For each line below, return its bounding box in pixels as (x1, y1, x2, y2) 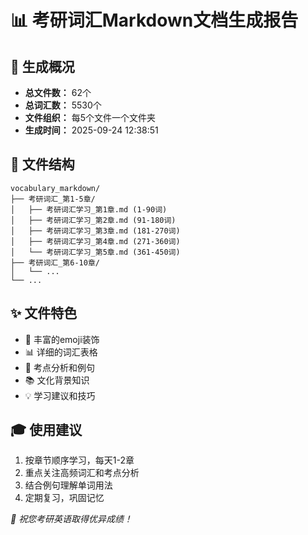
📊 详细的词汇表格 (24, 346, 98, 358)
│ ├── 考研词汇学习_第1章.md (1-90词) (10, 204, 168, 215)
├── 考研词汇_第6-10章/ (10, 257, 100, 268)
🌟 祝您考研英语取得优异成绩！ (10, 513, 133, 525)
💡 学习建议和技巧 (24, 389, 96, 401)
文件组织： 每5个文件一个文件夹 (24, 112, 157, 123)
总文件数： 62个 (24, 87, 92, 98)
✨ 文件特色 (10, 305, 78, 322)
